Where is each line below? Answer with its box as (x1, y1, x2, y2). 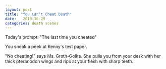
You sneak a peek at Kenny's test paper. (5, 44, 88, 49)
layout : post (5, 7, 32, 12)
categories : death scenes (5, 21, 58, 26)
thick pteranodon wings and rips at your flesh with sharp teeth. (5, 58, 134, 64)
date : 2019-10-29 (5, 16, 46, 21)
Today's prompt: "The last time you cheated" (5, 34, 97, 40)
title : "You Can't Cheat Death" (5, 12, 72, 17)
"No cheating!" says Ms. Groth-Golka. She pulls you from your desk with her (5, 53, 161, 59)
